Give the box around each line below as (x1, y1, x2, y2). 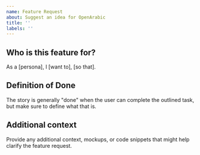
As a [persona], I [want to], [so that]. (6, 63, 96, 70)
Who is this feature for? (6, 47, 96, 57)
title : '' (6, 20, 31, 26)
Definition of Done (6, 80, 76, 91)
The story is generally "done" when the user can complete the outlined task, (6, 96, 195, 103)
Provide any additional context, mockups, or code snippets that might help (6, 135, 190, 143)
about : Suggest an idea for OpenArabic (6, 14, 106, 20)
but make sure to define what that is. (6, 103, 97, 110)
